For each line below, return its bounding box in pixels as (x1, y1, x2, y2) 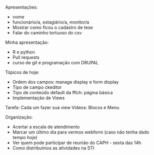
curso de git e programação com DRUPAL (12, 60, 99, 65)
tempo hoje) (12, 135, 37, 140)
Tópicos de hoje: (5, 69, 39, 75)
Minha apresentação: (5, 39, 49, 45)
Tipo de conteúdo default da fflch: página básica (12, 90, 113, 95)
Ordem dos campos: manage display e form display (12, 79, 119, 85)
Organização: (5, 114, 33, 120)
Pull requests (12, 54, 40, 60)
